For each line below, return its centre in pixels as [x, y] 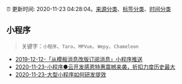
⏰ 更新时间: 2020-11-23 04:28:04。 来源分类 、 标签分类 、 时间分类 [89, 9]
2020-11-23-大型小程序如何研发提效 [60, 74]
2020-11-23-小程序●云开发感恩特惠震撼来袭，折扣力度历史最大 [95, 67]
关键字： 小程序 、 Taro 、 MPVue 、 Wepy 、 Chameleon [80, 46]
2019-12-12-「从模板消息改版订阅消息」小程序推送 [79, 59]
